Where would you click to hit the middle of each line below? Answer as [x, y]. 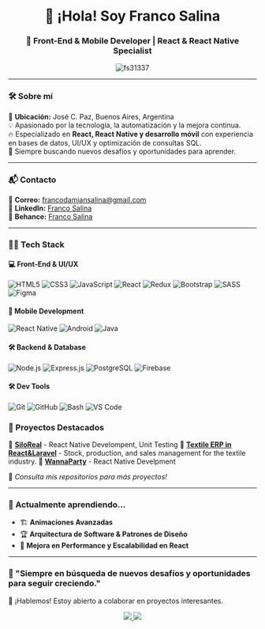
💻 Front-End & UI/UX [43, 263]
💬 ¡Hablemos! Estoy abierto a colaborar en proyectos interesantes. [116, 601]
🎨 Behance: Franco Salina [50, 217]
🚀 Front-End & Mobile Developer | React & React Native [132, 41]
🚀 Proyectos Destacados [56, 427]
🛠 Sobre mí [31, 97]
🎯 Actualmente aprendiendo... [67, 505]
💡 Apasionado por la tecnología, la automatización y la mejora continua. [125, 125]
